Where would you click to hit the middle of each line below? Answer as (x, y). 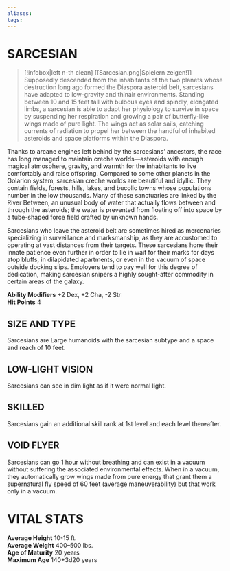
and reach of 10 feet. (36, 348)
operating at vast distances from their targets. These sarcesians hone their (113, 245)
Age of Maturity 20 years (44, 552)
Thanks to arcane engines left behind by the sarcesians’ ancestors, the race (114, 152)
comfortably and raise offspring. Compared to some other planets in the (109, 174)
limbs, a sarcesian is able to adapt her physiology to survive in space (121, 109)
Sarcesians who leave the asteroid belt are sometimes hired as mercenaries (114, 231)
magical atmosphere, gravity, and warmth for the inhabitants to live (102, 166)
